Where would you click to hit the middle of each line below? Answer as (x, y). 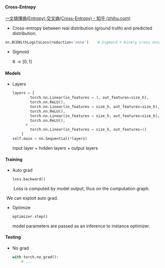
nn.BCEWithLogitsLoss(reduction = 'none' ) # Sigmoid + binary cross (78, 42)
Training (14, 159)
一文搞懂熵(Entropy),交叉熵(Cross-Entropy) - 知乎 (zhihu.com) (68, 18)
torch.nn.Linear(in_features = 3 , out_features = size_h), (89, 98)
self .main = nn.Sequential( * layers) (50, 139)
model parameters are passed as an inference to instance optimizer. (81, 226)
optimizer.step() (30, 216)
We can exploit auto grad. (32, 198)
